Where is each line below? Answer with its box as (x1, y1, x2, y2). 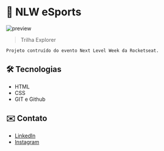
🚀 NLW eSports (6, 5, 82, 19)
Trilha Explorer (20, 36, 56, 43)
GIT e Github (14, 96, 46, 103)
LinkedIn (14, 132, 36, 139)
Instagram (14, 138, 39, 145)
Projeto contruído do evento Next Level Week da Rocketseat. (6, 47, 159, 54)
